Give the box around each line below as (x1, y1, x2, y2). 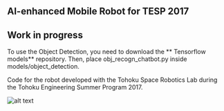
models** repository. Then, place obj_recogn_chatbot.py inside (7, 55, 187, 63)
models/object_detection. (7, 62, 80, 71)
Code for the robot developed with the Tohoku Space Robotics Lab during (7, 76, 218, 84)
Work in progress (7, 29, 83, 41)
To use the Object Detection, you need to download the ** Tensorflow (7, 48, 206, 56)
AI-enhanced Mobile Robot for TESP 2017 (7, 6, 189, 17)
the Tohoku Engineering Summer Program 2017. (7, 83, 143, 92)
